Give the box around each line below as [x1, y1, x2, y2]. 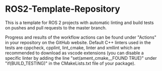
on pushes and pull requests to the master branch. [5, 24, 107, 30]
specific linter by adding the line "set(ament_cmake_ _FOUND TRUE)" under [5, 55, 157, 61]
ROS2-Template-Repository [5, 3, 120, 15]
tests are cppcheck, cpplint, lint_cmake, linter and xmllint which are [5, 45, 140, 50]
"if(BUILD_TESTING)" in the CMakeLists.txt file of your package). [5, 60, 136, 66]
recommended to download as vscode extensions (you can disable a [5, 50, 144, 56]
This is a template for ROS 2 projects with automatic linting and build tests [5, 20, 154, 25]
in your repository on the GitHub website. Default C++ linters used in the [5, 39, 151, 45]
